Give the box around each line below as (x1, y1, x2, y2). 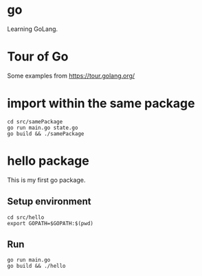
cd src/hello (7, 214, 45, 221)
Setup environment (7, 196, 91, 207)
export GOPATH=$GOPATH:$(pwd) (7, 220, 94, 227)
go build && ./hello (7, 263, 67, 270)
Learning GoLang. (7, 25, 58, 33)
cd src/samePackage (7, 118, 63, 125)
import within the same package (7, 95, 195, 111)
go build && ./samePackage (7, 130, 85, 137)
